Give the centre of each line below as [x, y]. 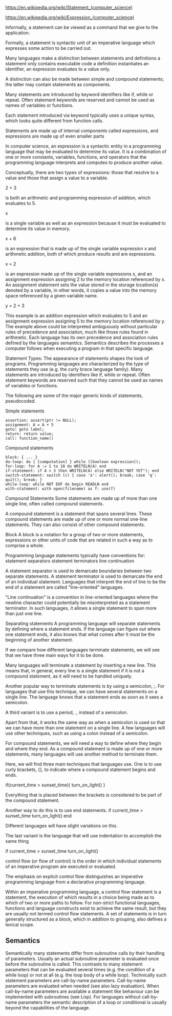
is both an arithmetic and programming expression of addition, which [78, 198]
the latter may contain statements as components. [58, 84]
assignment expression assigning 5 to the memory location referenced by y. [85, 321]
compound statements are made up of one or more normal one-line [77, 519]
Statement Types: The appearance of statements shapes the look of [77, 358]
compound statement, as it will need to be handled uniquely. [69, 676]
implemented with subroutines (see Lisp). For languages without [73, 996]
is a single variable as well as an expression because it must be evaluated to [86, 223]
